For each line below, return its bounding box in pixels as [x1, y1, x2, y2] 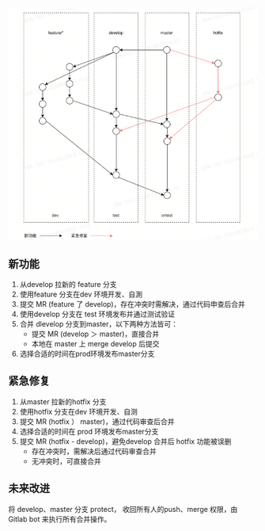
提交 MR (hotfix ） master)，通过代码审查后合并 [19, 416, 175, 426]
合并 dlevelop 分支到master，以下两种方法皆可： [19, 319, 179, 328]
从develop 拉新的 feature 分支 [19, 279, 117, 288]
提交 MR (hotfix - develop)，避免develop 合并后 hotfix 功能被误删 [19, 436, 232, 446]
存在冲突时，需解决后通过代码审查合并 [31, 446, 157, 456]
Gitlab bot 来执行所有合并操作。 [8, 514, 112, 524]
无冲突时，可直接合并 [31, 456, 101, 466]
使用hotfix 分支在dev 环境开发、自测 [19, 407, 138, 416]
